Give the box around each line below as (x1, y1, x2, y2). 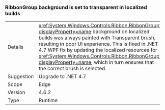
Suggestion (7, 73, 34, 80)
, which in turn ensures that (91, 59, 154, 66)
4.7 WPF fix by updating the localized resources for (38, 47, 158, 54)
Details (7, 44, 24, 51)
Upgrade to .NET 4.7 (38, 73, 86, 80)
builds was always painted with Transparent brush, (38, 34, 156, 41)
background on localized (92, 28, 150, 35)
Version (7, 89, 26, 96)
